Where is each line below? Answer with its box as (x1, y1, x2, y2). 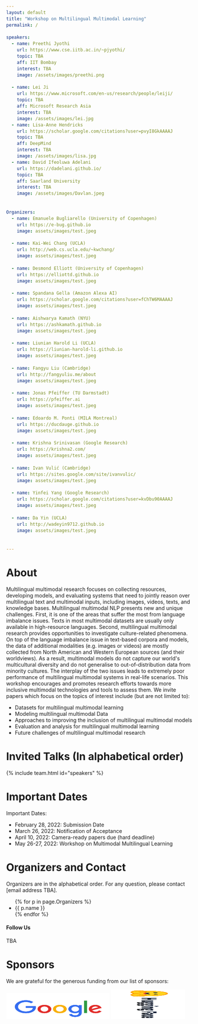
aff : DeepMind (17, 141, 51, 147)
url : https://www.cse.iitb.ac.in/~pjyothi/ (17, 47, 126, 53)
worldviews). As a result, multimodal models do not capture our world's (6, 654, 180, 662)
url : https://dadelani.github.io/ (17, 166, 102, 172)
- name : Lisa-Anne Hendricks (11, 122, 83, 128)
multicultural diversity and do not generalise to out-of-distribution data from (6, 661, 191, 668)
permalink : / (6, 22, 38, 28)
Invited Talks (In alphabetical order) (6, 750, 184, 763)
